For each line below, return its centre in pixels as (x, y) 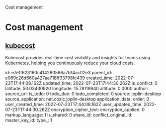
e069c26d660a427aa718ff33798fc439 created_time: (60, 78)
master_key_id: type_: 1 (29, 120)
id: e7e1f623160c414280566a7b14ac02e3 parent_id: (59, 72)
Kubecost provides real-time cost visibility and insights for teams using (78, 58)
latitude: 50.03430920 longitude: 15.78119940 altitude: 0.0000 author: (77, 88)
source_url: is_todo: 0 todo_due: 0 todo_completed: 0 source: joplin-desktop (83, 94)
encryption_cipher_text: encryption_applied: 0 (98, 110)
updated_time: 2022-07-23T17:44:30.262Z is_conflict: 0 (100, 83)
